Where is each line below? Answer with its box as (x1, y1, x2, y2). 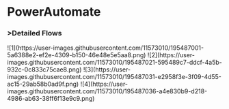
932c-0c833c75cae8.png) (7, 65, 82, 74)
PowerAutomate (7, 4, 101, 20)
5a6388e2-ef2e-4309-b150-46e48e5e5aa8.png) (7, 51, 146, 59)
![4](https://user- (80, 80, 129, 89)
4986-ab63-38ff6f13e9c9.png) (7, 95, 95, 103)
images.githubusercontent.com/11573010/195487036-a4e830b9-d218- (7, 87, 208, 95)
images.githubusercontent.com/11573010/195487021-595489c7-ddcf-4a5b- (7, 59, 222, 67)
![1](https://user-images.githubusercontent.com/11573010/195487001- (7, 44, 204, 52)
